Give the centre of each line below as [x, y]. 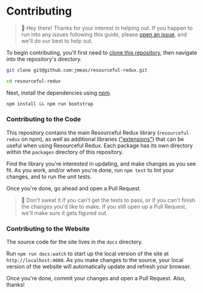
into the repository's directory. [44, 59]
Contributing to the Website [48, 229]
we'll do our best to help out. [57, 41]
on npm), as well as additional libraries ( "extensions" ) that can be [102, 139]
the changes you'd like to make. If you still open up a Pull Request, [104, 206]
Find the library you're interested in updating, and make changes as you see [101, 163]
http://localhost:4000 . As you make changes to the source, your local [95, 260]
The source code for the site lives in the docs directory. [75, 242]
